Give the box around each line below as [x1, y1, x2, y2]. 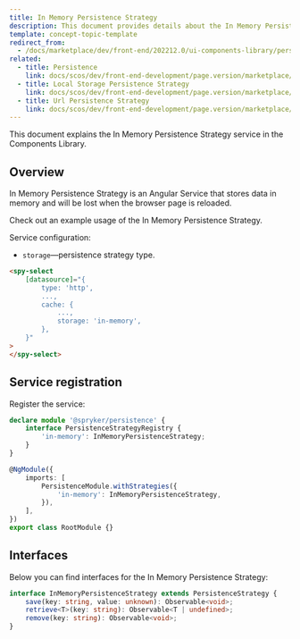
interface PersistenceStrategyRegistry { [25, 424, 181, 433]
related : [9, 55, 42, 63]
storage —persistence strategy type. [21, 249, 155, 260]
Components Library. [9, 139, 87, 149]
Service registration [9, 374, 123, 390]
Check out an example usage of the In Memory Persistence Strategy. [9, 215, 263, 226]
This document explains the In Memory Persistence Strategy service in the [9, 129, 284, 139]
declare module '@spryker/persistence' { [9, 416, 166, 425]
